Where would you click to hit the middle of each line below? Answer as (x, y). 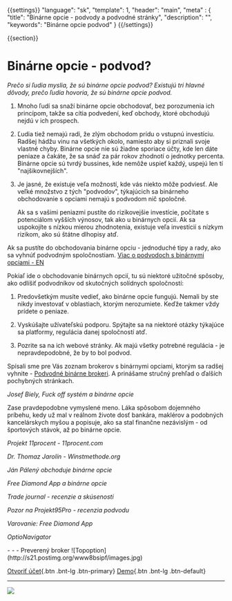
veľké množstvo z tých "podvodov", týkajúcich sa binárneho (103, 191)
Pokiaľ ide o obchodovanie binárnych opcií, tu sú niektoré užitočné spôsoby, (116, 275)
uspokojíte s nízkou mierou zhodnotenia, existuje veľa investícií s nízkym (120, 227)
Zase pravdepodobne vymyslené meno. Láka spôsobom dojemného (104, 407)
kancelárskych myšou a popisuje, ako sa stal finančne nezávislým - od (107, 422)
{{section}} (23, 38)
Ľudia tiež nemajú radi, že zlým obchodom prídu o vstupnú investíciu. (116, 133)
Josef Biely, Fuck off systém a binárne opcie (71, 394)
